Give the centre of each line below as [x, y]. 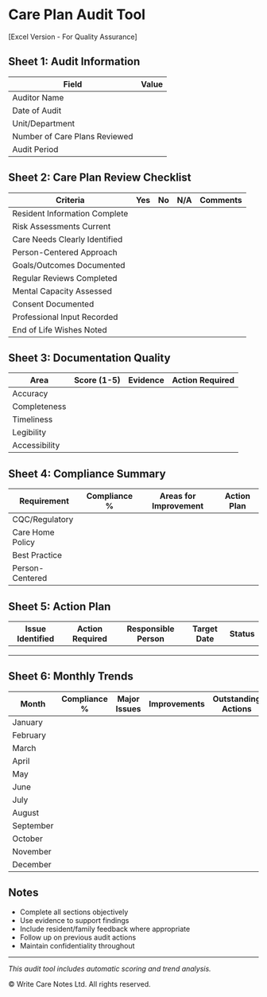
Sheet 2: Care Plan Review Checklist [100, 178]
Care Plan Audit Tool [77, 15]
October [28, 839]
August [26, 812]
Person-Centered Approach [65, 252]
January [28, 722]
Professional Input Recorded [65, 317]
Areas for [178, 497]
